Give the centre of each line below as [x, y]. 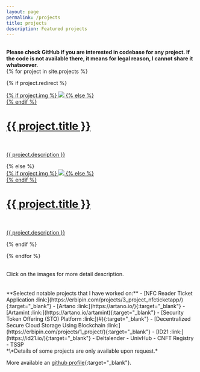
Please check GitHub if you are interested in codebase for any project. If [98, 52]
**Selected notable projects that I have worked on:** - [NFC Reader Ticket [99, 294]
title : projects [27, 23]
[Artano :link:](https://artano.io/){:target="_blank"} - [121, 306]
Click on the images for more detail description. [65, 274]
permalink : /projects [33, 17]
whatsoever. [22, 65]
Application [20, 300]
